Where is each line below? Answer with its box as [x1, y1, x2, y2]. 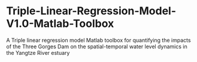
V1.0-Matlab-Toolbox [6, 17, 114, 30]
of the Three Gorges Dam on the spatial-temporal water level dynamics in [6, 43, 187, 50]
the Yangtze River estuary [6, 49, 70, 56]
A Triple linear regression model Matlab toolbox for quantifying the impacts [6, 36, 191, 44]
